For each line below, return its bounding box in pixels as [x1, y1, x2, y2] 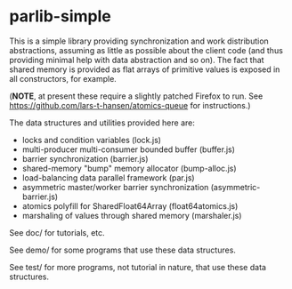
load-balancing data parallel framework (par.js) [21, 172, 195, 183]
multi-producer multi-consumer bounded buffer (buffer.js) [21, 144, 236, 155]
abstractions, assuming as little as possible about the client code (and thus [9, 44, 283, 55]
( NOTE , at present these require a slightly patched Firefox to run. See [9, 91, 264, 101]
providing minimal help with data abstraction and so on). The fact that [9, 54, 264, 65]
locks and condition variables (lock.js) [21, 134, 162, 145]
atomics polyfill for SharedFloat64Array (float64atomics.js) [21, 200, 239, 211]
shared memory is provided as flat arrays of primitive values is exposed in [9, 64, 280, 75]
